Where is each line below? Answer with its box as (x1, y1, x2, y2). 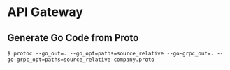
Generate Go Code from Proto (7, 32, 139, 44)
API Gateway (7, 4, 84, 20)
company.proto (113, 56, 155, 63)
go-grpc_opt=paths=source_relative (7, 56, 111, 63)
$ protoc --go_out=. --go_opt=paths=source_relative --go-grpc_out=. (7, 50, 215, 57)
